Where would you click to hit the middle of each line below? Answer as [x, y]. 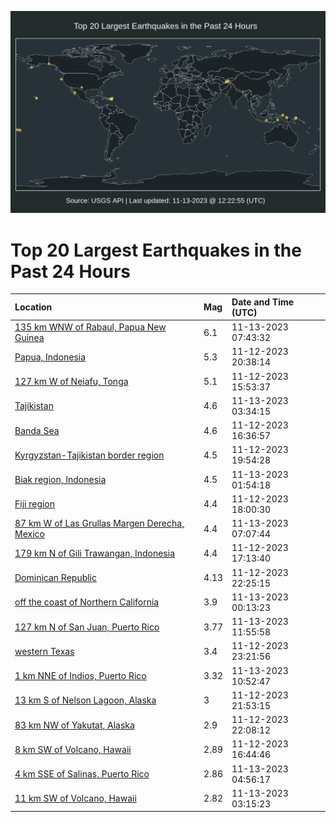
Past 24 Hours [70, 271]
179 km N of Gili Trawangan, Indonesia [94, 553]
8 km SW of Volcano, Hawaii [73, 749]
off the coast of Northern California [87, 602]
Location [33, 307]
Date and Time [263, 302]
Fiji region [35, 504]
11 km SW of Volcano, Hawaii [75, 798]
